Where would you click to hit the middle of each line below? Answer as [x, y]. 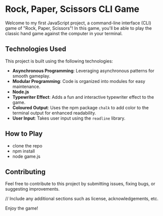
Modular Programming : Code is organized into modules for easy [79, 81]
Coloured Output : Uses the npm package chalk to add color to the [81, 107]
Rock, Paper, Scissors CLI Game [72, 9]
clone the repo [27, 145]
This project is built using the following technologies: [59, 61]
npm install [24, 151]
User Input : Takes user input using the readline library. [69, 118]
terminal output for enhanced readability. [54, 113]
